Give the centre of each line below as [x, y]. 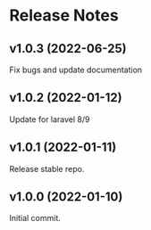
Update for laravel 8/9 [50, 119]
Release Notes [64, 16]
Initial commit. [35, 218]
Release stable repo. [47, 168]
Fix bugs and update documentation [76, 70]
